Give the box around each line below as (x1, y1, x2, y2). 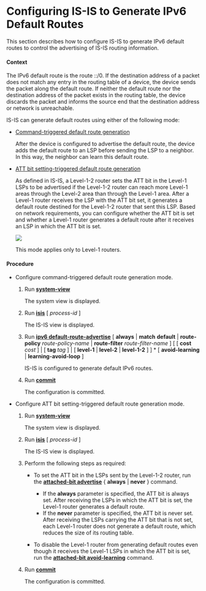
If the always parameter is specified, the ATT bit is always (42, 490, 189, 498)
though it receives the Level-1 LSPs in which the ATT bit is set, (33, 547, 191, 555)
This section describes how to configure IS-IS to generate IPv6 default (6, 37, 185, 45)
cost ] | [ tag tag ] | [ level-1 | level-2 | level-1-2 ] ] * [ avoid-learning (24, 346, 200, 353)
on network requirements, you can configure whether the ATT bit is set (15, 210, 195, 217)
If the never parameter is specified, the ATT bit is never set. (42, 509, 194, 517)
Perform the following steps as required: (24, 460, 126, 467)
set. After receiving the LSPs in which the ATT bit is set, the (42, 496, 193, 504)
